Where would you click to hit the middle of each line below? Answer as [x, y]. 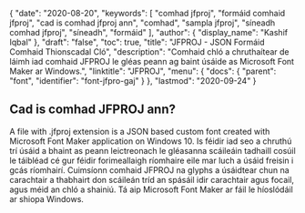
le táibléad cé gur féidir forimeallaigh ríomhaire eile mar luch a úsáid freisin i [152, 160]
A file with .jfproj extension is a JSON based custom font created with [140, 131]
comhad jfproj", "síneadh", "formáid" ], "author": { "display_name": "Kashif [149, 32]
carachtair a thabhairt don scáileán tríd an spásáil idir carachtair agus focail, [152, 179]
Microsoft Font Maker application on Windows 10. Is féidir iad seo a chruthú [151, 141]
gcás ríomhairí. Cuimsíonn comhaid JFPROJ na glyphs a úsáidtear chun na [149, 170]
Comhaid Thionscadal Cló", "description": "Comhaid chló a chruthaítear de [149, 52]
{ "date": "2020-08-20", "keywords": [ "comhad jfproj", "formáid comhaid [147, 13]
